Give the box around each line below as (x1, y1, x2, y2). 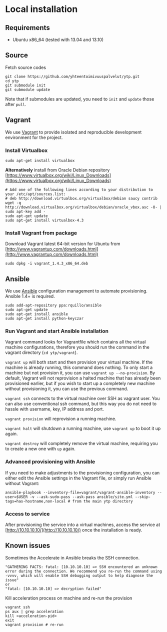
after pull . (5, 101, 26, 107)
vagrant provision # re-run (5, 622, 64, 627)
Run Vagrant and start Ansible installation (5, 327, 109, 334)
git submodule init (5, 82, 46, 88)
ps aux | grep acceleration (5, 609, 64, 614)
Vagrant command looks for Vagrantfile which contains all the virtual (5, 339, 146, 345)
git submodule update (5, 87, 50, 92)
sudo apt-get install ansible (5, 311, 68, 317)
